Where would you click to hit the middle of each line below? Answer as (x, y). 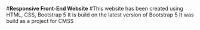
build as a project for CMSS (40, 21)
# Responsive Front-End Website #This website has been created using (95, 9)
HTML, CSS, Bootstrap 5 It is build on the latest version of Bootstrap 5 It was (100, 15)
